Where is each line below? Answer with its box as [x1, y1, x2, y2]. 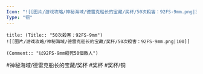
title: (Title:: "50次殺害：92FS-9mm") [6, 32, 103, 38]
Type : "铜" [6, 14, 33, 20]
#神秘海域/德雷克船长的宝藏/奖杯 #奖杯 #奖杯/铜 [6, 61, 126, 69]
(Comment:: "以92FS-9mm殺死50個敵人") [6, 50, 98, 56]
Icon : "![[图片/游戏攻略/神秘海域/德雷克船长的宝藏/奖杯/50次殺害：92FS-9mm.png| [6, 8, 196, 15]
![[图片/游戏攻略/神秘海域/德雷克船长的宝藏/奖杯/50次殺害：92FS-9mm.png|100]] [6, 39, 190, 45]
